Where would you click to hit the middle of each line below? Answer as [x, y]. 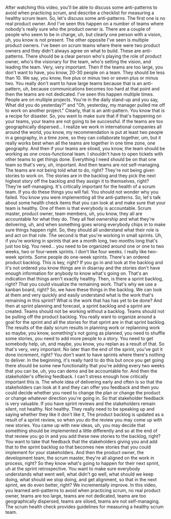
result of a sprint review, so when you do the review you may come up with [84, 420]
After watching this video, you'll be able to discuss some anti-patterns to [81, 7]
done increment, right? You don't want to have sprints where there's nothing [85, 355]
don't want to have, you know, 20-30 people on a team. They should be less [85, 73]
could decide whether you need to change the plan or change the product [83, 393]
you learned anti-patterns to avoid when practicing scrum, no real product [83, 490]
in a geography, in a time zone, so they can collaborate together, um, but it [83, 138]
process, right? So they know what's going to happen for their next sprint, [83, 463]
